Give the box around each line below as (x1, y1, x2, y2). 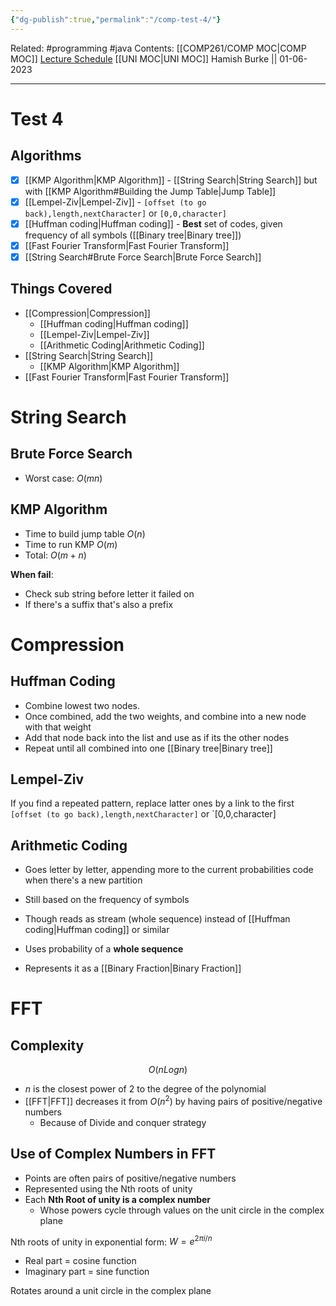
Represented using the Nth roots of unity (24, 1182, 193, 1195)
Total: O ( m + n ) (24, 549, 87, 561)
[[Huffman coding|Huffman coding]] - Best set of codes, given (24, 217, 283, 230)
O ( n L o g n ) (148, 1064, 188, 1076)
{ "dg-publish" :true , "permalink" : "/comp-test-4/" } (10, 14, 222, 25)
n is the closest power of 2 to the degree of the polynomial (24, 1083, 267, 1095)
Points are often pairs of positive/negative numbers (24, 1172, 237, 1184)
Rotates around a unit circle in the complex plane (10, 1285, 212, 1297)
